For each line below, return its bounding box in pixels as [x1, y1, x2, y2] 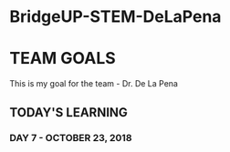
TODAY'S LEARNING [9, 105, 128, 120]
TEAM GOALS [9, 48, 116, 69]
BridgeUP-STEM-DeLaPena [9, 6, 222, 27]
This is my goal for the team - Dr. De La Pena [9, 78, 178, 89]
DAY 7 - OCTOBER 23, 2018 [9, 132, 132, 145]
